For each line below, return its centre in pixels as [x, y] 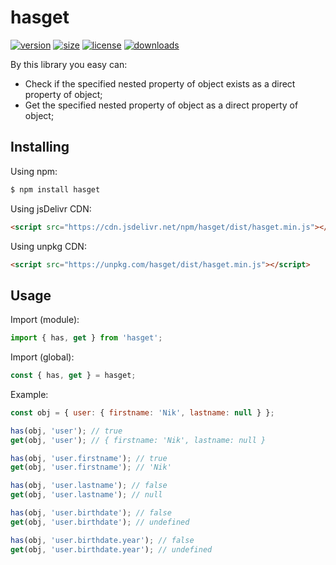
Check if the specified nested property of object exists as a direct [160, 83]
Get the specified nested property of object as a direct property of [161, 105]
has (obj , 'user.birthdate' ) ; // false [91, 513]
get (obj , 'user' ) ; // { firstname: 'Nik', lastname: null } [138, 440]
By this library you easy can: [69, 64]
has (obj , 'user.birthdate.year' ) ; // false [102, 540]
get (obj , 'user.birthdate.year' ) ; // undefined [111, 549]
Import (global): [42, 357]
